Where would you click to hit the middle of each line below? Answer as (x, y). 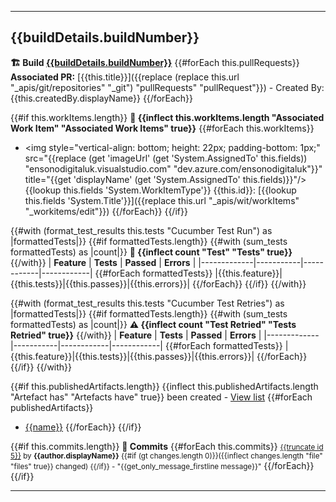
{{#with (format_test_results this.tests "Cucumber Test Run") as (141, 230)
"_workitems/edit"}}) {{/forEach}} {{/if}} (106, 211)
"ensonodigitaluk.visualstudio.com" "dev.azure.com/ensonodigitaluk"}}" (173, 168)
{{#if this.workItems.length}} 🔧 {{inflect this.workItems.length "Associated (167, 117)
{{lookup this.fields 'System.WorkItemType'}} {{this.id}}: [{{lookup (160, 190)
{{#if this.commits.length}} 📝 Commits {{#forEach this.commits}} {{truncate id (167, 446)
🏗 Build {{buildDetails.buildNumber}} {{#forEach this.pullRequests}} (155, 62)
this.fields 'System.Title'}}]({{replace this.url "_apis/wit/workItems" (162, 200)
